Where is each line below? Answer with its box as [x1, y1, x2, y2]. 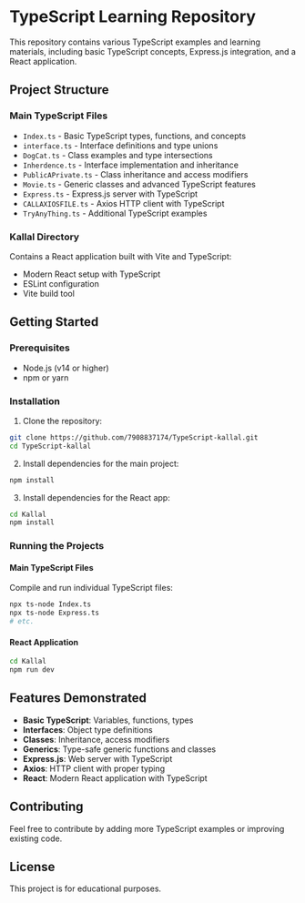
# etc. [9, 617, 35, 626]
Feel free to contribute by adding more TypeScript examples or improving [9, 823, 285, 834]
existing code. [9, 833, 63, 844]
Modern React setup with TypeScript [22, 269, 161, 279]
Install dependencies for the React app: [22, 492, 170, 502]
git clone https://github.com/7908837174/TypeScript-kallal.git [9, 432, 259, 442]
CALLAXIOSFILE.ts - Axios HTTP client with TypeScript [22, 198, 225, 208]
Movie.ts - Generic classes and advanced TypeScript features [22, 178, 257, 189]
